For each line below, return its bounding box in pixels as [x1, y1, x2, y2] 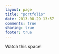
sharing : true [5, 26, 35, 30]
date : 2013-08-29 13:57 [5, 16, 55, 21]
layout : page [5, 7, 32, 12]
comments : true [5, 21, 37, 26]
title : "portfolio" [5, 12, 46, 17]
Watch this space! [5, 44, 42, 49]
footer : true [5, 30, 32, 35]
